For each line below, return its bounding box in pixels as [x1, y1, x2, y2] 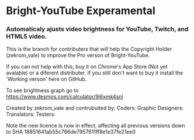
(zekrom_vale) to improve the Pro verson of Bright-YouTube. [6, 52, 150, 59]
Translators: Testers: [6, 111, 56, 118]
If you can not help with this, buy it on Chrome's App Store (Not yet [6, 63, 168, 70]
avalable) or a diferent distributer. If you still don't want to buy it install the [6, 69, 183, 77]
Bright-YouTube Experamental [6, 4, 156, 18]
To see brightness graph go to [6, 87, 79, 94]
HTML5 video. [6, 32, 47, 40]
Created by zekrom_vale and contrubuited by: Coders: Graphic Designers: [6, 104, 184, 112]
